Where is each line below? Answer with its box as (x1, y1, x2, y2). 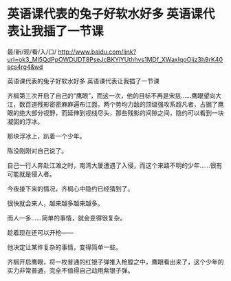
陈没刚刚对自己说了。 (7, 146, 67, 155)
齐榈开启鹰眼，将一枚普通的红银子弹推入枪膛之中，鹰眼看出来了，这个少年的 (7, 258, 224, 266)
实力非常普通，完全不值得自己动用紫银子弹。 (7, 266, 134, 274)
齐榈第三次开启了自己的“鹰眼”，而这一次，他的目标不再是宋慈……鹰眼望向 (7, 91, 216, 100)
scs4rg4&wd (7, 63, 43, 71)
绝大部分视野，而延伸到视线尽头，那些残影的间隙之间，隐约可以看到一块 (19, 108, 224, 117)
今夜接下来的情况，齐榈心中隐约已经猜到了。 (7, 184, 134, 193)
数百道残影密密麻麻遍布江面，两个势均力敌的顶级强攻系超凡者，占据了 (19, 100, 218, 108)
